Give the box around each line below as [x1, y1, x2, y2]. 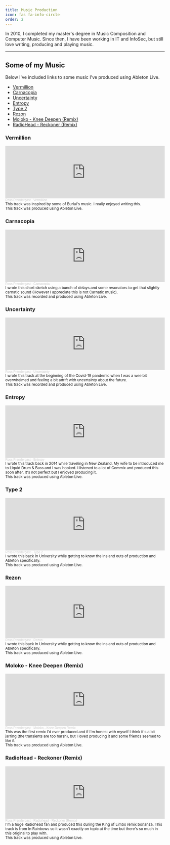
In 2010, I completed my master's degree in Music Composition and [5, 31, 146, 37]
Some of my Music [5, 61, 65, 69]
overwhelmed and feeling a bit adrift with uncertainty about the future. [5, 378, 127, 383]
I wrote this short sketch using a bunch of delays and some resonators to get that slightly [5, 285, 160, 290]
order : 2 [5, 17, 24, 22]
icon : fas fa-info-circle [5, 12, 60, 17]
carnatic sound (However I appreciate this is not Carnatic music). [5, 289, 118, 295]
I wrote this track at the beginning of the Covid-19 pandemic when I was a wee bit [5, 373, 147, 378]
